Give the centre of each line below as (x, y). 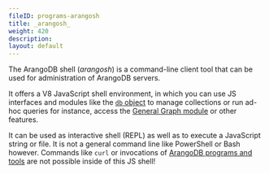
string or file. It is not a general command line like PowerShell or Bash (125, 144)
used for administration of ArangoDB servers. (85, 78)
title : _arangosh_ (39, 24)
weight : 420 (28, 31)
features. (24, 120)
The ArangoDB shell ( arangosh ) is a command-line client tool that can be (131, 69)
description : (30, 39)
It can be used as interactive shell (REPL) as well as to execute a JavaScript (135, 136)
